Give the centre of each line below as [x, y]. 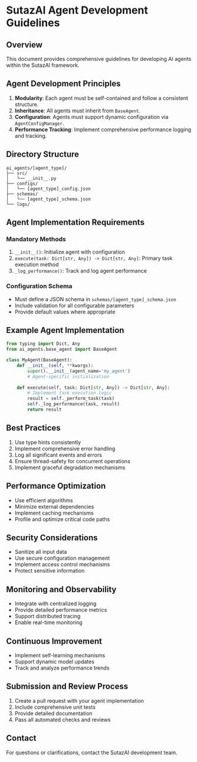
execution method [37, 264]
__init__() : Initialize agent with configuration [70, 252]
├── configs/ [22, 183]
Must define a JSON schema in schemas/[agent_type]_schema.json [95, 299]
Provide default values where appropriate [65, 312]
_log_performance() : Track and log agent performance [81, 271]
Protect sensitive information [50, 571]
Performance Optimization [56, 486]
